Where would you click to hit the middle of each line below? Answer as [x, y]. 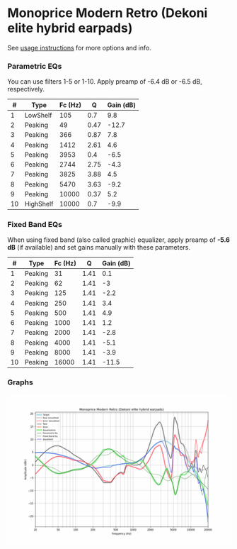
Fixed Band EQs [35, 224]
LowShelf [38, 115]
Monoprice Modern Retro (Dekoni [108, 13]
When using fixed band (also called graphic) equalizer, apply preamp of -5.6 [118, 240]
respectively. [26, 89]
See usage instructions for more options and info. [80, 48]
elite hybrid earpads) [70, 28]
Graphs [20, 382]
